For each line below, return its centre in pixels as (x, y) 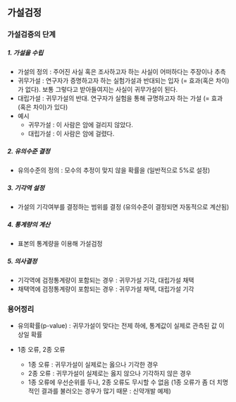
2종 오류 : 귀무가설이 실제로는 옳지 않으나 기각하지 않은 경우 (110, 374)
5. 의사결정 (22, 261)
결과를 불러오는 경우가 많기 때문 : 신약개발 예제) (106, 391)
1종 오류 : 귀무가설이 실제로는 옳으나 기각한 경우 (93, 365)
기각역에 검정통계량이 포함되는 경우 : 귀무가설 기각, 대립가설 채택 (106, 280)
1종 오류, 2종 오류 (41, 350)
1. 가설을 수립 (25, 52)
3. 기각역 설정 (26, 188)
